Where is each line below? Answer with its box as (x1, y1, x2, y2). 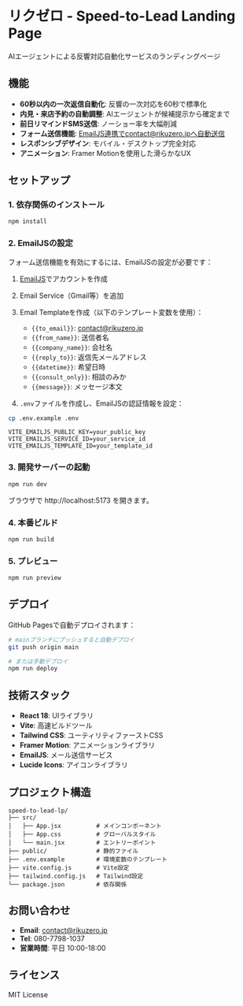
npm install (8, 217, 47, 225)
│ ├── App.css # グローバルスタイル (8, 830, 156, 838)
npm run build (8, 535, 55, 544)
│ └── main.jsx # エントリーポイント (8, 838, 156, 847)
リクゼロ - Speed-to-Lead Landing (8, 7, 236, 25)
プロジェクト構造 (8, 785, 91, 799)
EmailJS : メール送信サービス (19, 750, 113, 760)
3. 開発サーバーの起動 (8, 462, 90, 473)
